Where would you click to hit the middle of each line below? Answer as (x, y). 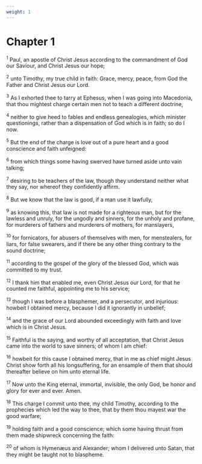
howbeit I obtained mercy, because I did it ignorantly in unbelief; (86, 308)
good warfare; (24, 416)
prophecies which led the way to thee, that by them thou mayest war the (96, 410)
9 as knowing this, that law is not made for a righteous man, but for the (94, 212)
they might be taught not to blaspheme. (55, 454)
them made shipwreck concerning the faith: (60, 436)
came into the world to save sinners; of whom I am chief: (77, 346)
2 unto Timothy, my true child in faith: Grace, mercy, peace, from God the (97, 78)
